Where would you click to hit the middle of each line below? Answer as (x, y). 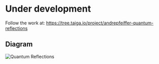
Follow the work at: (25, 23)
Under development (48, 9)
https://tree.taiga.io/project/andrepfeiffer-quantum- (100, 23)
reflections (17, 28)
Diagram (19, 44)
